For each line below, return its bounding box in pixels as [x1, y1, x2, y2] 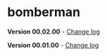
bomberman [7, 4, 81, 20]
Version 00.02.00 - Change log [7, 27, 101, 36]
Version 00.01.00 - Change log [7, 41, 99, 49]
